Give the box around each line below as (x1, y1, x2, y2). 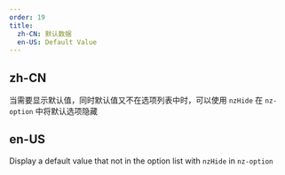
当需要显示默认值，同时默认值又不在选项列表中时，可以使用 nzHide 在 (9, 95, 264, 106)
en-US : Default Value (17, 37, 98, 47)
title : (9, 21, 34, 30)
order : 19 (9, 12, 46, 22)
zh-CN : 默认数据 (17, 29, 73, 38)
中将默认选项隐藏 (35, 106, 98, 117)
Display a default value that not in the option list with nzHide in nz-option (9, 156, 273, 166)
